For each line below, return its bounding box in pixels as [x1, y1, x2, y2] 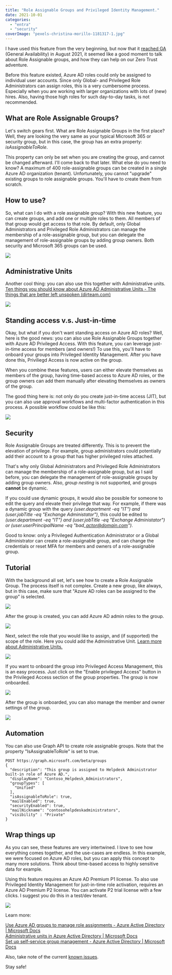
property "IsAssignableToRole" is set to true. [5, 748, 99, 754]
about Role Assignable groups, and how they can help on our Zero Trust [5, 57, 158, 62]
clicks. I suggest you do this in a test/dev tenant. [5, 892, 108, 898]
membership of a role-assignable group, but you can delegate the [5, 232, 145, 238]
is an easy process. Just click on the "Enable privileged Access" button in [5, 668, 161, 674]
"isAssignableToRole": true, [10, 794, 72, 799]
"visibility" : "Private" [10, 812, 66, 817]
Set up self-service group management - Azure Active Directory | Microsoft [5, 938, 165, 944]
